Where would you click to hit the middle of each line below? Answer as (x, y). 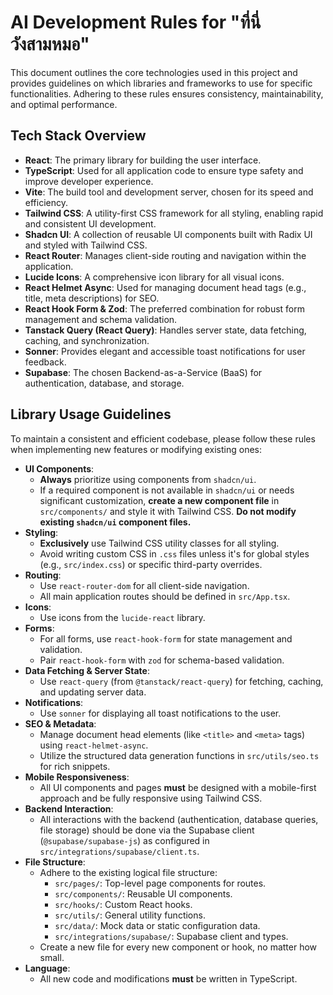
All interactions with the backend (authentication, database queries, (179, 819)
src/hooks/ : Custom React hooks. (123, 904)
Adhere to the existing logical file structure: (128, 872)
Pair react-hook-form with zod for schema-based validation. (162, 660)
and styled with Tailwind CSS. (86, 245)
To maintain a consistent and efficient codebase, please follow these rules (163, 438)
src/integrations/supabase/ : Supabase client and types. (171, 936)
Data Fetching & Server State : (87, 670)
